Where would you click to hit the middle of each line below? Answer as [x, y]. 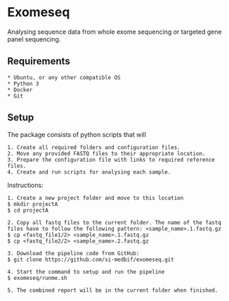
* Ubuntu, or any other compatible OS [64, 77]
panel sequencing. [34, 39]
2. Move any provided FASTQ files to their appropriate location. [106, 153]
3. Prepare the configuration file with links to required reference [111, 160]
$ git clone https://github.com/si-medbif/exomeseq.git [91, 260]
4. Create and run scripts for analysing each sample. [89, 172]
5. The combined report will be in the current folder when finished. [113, 290]
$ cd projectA [28, 210]
